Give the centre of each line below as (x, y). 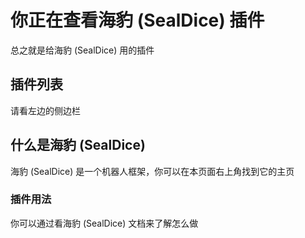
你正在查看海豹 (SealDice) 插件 (137, 20)
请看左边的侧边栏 (45, 110)
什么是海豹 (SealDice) (78, 145)
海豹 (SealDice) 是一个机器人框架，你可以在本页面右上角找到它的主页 (152, 171)
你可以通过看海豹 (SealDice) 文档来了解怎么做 (104, 223)
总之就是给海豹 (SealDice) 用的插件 (82, 50)
